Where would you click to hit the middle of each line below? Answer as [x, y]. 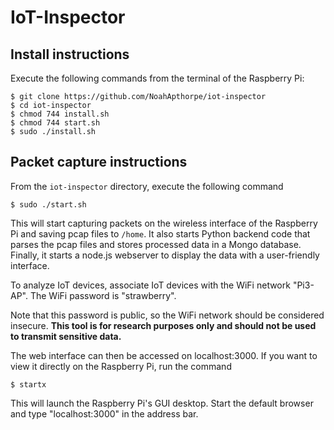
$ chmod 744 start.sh [55, 123]
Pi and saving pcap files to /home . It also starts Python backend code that [160, 233]
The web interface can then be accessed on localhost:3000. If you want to [164, 355]
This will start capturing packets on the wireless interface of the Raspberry [164, 223]
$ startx [28, 384]
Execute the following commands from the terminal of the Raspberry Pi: [157, 78]
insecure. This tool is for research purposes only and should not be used [163, 325]
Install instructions [70, 54]
